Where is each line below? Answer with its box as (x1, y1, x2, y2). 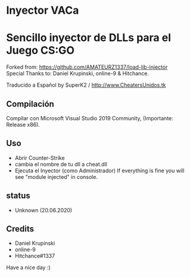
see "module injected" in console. (14, 173, 98, 180)
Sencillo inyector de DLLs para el (6, 31, 172, 45)
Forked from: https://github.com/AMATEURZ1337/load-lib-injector (6, 63, 168, 71)
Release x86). (6, 121, 41, 128)
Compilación (6, 99, 55, 109)
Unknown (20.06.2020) (14, 206, 73, 214)
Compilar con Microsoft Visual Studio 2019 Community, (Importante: (6, 114, 174, 121)
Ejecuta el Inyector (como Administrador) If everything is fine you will (14, 167, 185, 174)
